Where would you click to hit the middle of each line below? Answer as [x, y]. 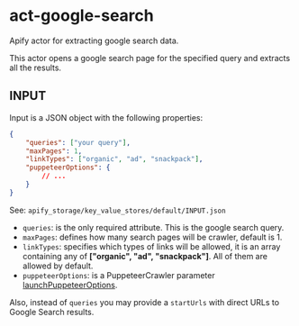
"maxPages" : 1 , [54, 151]
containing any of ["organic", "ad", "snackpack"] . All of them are [145, 256]
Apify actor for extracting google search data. [94, 41]
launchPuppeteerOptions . [70, 285]
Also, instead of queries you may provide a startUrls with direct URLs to [145, 302]
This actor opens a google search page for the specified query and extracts [150, 58]
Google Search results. [52, 312]
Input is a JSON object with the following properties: [106, 117]
